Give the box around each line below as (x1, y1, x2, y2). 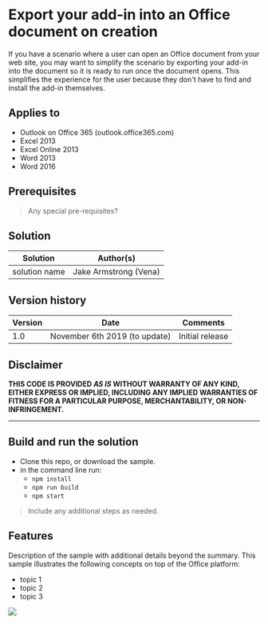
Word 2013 (19, 153, 56, 162)
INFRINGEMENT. (8, 405, 65, 414)
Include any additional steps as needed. (27, 506, 160, 515)
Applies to (8, 106, 61, 120)
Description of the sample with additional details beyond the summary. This (8, 550, 256, 560)
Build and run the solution (8, 435, 139, 449)
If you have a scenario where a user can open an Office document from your (8, 49, 260, 58)
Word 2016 (19, 162, 56, 171)
